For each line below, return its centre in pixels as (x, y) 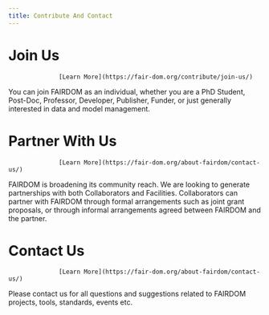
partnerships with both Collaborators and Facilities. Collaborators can (123, 192)
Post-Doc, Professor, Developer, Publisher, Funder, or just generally (120, 100)
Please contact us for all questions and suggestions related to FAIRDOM (127, 294)
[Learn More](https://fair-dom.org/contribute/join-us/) (156, 77)
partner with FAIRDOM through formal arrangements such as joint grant (126, 201)
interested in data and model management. (79, 108)
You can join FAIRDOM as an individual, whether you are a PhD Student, (127, 91)
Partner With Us (63, 141)
